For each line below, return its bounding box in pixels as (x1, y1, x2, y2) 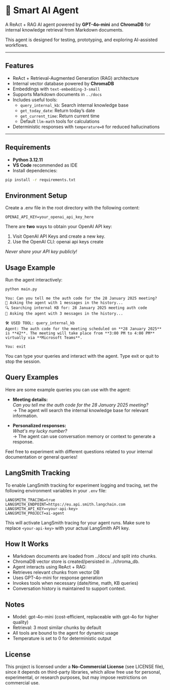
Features (5, 61, 34, 70)
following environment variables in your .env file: (5, 487, 107, 493)
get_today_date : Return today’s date (20, 107, 95, 113)
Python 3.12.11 (12, 156, 43, 163)
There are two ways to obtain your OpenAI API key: (5, 224, 112, 230)
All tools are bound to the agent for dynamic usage (12, 630, 119, 636)
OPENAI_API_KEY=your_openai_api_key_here (5, 214, 94, 220)
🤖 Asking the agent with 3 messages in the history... (5, 311, 123, 316)
